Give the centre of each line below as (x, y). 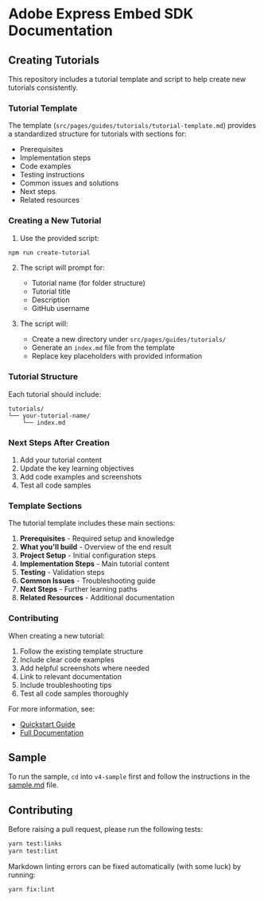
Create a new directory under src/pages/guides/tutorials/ (129, 340)
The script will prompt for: (62, 268)
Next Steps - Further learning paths (78, 589)
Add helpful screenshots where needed (84, 668)
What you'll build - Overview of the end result (95, 547)
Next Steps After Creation (59, 442)
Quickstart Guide (47, 724)
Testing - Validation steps (62, 573)
